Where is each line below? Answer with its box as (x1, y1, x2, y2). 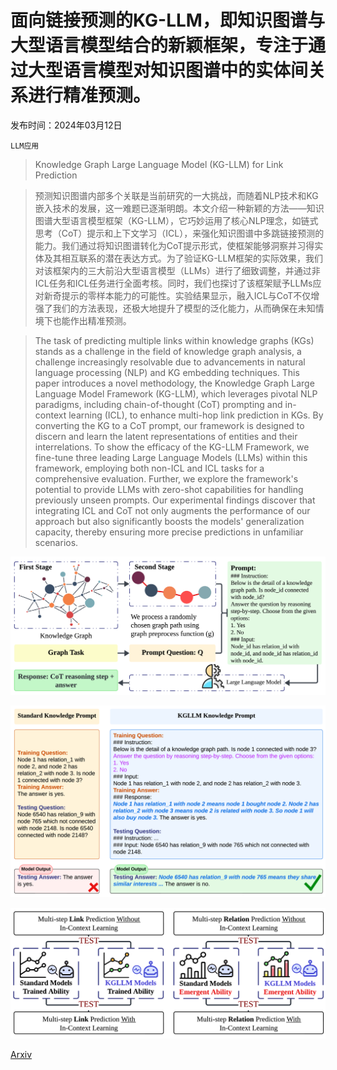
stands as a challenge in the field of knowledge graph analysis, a (34, 345, 302, 357)
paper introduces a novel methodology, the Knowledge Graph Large (34, 377, 315, 389)
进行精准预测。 (28, 84, 152, 107)
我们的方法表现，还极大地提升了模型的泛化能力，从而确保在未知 (52, 302, 316, 314)
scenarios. (34, 536, 79, 548)
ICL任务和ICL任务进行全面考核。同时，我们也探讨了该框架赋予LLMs (34, 277, 313, 289)
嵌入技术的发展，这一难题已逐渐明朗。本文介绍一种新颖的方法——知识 (34, 202, 325, 214)
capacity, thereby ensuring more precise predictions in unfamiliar (34, 526, 304, 538)
